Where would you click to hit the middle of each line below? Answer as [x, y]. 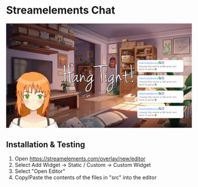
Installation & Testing [46, 144]
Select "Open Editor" [40, 171]
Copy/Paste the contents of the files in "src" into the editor [86, 178]
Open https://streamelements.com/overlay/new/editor [80, 159]
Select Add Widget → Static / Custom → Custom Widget [83, 165]
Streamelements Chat [61, 10]
